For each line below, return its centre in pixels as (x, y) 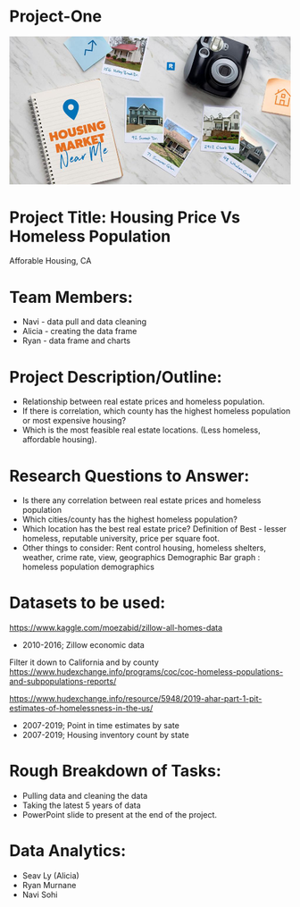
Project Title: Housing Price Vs (125, 217)
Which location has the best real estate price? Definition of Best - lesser (154, 529)
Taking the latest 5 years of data (81, 805)
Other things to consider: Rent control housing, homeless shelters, (144, 548)
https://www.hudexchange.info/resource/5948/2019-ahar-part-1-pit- (136, 699)
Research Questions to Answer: (129, 476)
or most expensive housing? (74, 421)
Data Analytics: (68, 851)
